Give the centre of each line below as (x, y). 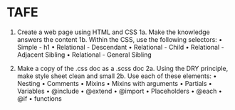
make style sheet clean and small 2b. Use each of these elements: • (117, 76)
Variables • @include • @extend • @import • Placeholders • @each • (119, 91)
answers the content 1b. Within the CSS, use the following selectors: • (120, 39)
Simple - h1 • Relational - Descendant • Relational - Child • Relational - (121, 47)
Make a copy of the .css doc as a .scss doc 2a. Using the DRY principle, (122, 68)
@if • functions (39, 98)
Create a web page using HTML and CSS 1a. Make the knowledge (114, 32)
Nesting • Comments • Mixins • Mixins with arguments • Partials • (115, 83)
